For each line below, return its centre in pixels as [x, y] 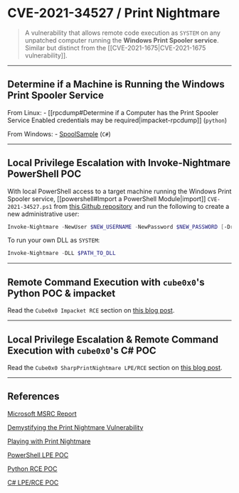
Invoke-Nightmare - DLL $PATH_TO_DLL [62, 254]
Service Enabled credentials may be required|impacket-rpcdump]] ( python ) [117, 120]
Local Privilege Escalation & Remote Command [113, 339]
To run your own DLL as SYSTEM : [54, 240]
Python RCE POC [32, 468]
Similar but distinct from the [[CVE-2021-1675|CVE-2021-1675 [115, 48]
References [33, 397]
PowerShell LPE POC [38, 455]
